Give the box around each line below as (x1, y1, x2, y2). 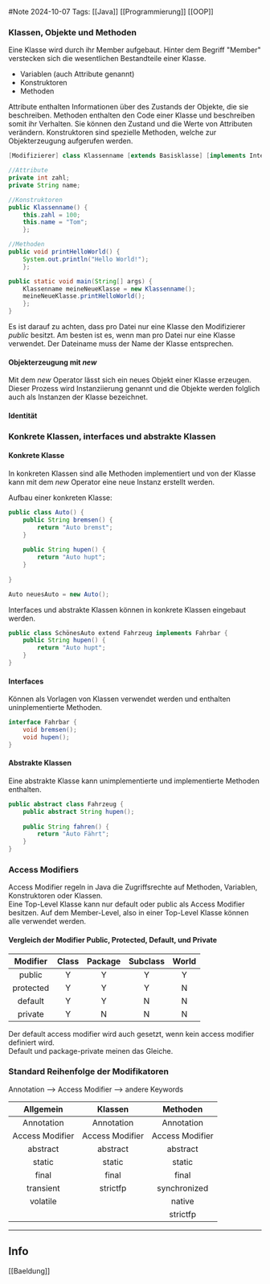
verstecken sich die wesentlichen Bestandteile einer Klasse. (8, 54, 207, 64)
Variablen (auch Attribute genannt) (19, 69, 135, 79)
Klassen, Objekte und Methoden (8, 27, 137, 38)
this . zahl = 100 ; (22, 211, 81, 219)
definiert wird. (8, 1038, 55, 1047)
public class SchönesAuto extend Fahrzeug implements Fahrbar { (8, 629, 228, 637)
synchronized (156, 1183, 209, 1194)
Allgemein (23, 1103, 63, 1114)
